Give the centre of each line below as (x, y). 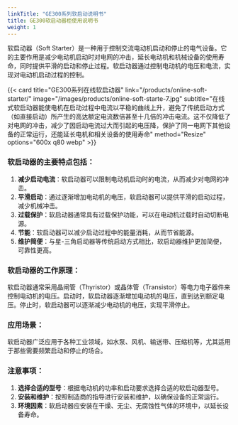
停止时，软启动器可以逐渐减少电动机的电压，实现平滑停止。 (106, 305)
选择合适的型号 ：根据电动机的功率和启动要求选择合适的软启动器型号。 (120, 387)
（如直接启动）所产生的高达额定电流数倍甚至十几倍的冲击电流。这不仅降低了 (119, 117)
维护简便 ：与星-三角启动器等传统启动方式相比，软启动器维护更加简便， (121, 241)
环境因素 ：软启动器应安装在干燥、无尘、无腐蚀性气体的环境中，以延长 (120, 405)
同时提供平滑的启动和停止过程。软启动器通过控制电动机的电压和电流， (122, 66)
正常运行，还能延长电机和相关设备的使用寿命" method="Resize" (113, 134)
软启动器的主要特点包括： (51, 162)
